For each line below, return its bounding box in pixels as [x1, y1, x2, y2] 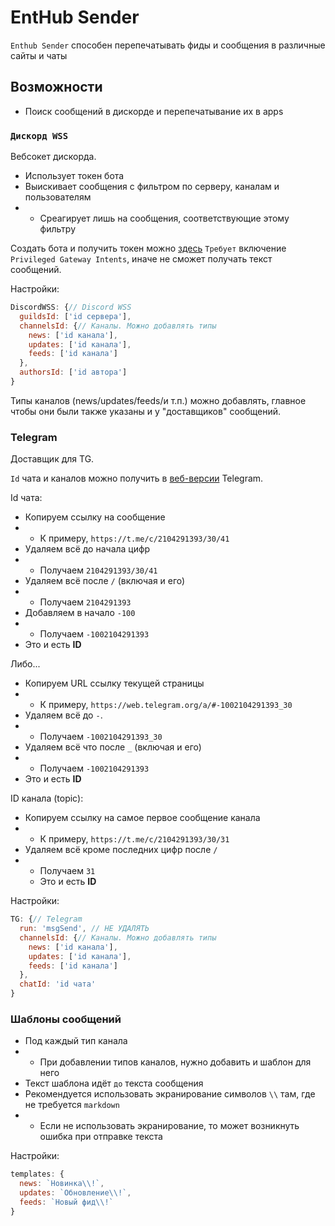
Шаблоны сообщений [10, 1012, 122, 1026]
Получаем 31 [39, 865, 96, 877]
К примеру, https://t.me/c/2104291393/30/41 [39, 532, 230, 545]
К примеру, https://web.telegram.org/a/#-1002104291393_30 [39, 699, 293, 711]
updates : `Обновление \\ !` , [19, 1188, 132, 1198]
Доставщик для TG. [10, 453, 95, 465]
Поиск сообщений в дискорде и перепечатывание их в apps [24, 105, 284, 117]
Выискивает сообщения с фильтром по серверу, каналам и [24, 181, 280, 193]
